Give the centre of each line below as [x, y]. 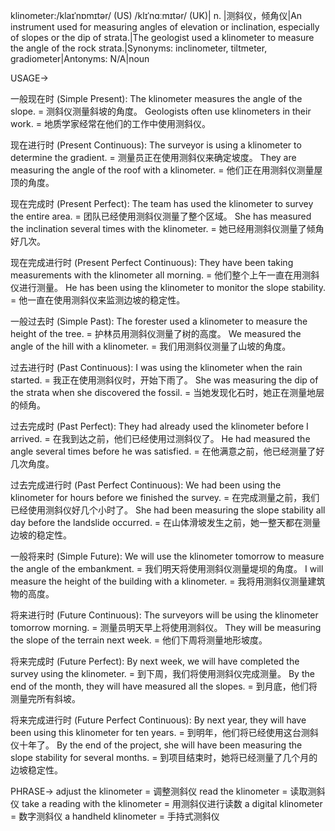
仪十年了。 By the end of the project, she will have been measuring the [156, 745]
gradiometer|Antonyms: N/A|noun [80, 58]
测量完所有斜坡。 [45, 698]
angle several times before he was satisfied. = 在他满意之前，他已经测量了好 [167, 451]
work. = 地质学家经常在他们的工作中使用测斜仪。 [110, 123]
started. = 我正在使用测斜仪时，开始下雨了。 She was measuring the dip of [164, 380]
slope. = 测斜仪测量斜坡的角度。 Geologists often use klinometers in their [161, 111]
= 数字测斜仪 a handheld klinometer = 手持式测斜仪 [115, 816]
